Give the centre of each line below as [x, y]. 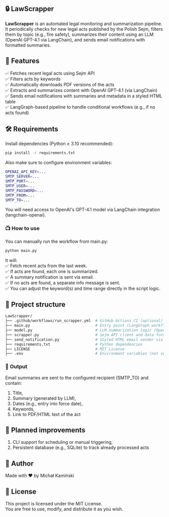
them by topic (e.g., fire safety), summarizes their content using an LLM [79, 34]
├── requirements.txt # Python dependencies [74, 344]
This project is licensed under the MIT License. [54, 504]
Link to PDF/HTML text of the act [47, 414]
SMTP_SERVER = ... [22, 177]
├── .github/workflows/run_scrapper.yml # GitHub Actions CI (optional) [84, 321]
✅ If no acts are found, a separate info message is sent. [63, 283]
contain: [14, 383]
